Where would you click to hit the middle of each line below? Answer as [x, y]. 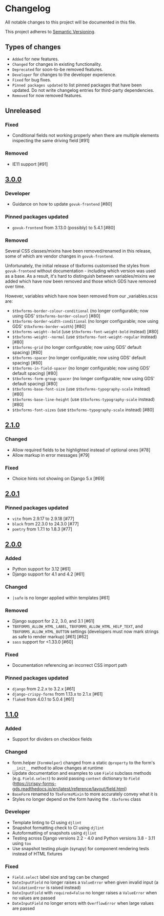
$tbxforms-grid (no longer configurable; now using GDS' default [77, 347]
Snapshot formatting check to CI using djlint [58, 828]
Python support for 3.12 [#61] [41, 569]
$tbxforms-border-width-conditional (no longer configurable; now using [85, 321]
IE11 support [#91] [30, 164]
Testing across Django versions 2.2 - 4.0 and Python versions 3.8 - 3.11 [83, 838]
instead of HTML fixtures [37, 854]
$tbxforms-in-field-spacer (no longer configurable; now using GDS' [81, 368]
